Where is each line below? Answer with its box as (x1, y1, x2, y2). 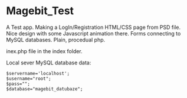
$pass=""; (6, 81, 31, 87)
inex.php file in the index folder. (6, 47, 83, 54)
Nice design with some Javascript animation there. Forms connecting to (6, 30, 181, 37)
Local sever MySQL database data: (6, 59, 91, 66)
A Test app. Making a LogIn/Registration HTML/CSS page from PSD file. (6, 24, 181, 31)
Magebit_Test (6, 4, 74, 18)
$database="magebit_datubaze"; (6, 86, 83, 92)
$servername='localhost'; (6, 70, 70, 76)
